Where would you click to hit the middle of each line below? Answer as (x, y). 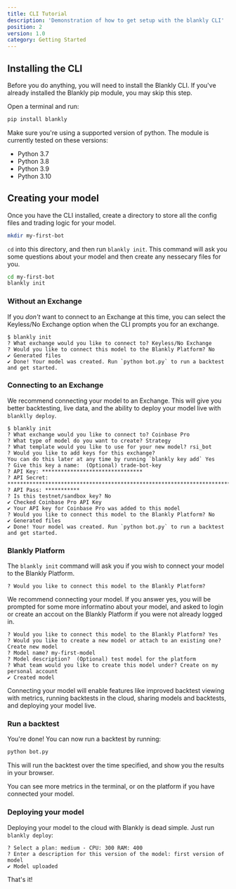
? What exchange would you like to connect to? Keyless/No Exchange (110, 343)
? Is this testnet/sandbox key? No (59, 496)
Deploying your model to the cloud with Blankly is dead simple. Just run (111, 827)
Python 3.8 (33, 161)
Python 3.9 (33, 169)
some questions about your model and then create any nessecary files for (114, 257)
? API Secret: (28, 478)
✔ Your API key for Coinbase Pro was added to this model (94, 508)
